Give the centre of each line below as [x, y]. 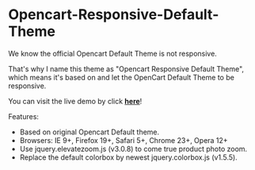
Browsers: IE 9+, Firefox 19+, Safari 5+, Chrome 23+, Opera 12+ [124, 140]
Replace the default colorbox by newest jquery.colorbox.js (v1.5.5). [128, 157]
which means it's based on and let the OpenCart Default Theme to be [122, 77]
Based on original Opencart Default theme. [89, 132]
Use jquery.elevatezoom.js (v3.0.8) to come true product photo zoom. [133, 149]
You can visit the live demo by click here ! [75, 101]
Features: [24, 116]
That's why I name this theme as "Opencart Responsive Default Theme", [126, 68]
